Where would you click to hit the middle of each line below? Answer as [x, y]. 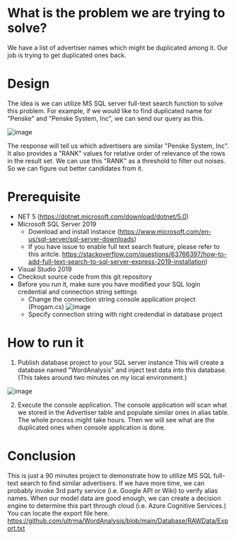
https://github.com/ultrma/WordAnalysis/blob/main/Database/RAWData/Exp [118, 521]
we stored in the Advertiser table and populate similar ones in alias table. [123, 412]
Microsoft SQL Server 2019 [57, 224]
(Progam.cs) [46, 306]
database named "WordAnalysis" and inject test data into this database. [122, 370]
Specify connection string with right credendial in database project [125, 314]
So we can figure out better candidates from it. [75, 168]
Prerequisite [44, 197]
